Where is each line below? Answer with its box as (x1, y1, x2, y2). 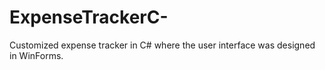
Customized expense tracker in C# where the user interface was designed (9, 39, 316, 51)
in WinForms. (9, 49, 64, 61)
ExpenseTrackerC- (9, 6, 169, 29)
